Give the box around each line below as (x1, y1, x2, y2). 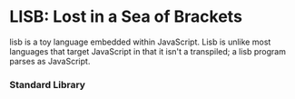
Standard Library (9, 78, 86, 91)
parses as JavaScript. (9, 55, 91, 66)
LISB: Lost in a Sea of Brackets (9, 6, 243, 27)
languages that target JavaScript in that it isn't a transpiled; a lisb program (9, 45, 286, 56)
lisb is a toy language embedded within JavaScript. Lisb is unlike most (9, 36, 271, 47)
